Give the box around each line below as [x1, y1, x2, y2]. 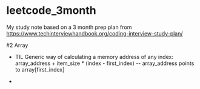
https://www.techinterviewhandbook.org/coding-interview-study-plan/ [6, 29, 183, 37]
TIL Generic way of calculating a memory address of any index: [15, 53, 174, 60]
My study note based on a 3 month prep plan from [6, 23, 132, 31]
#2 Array [6, 41, 28, 49]
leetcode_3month [6, 4, 96, 17]
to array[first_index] [15, 66, 65, 73]
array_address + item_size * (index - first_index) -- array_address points [15, 60, 195, 67]
